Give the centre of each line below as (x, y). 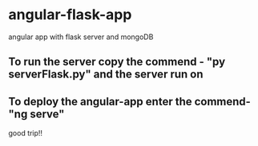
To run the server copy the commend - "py (117, 62)
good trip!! (25, 133)
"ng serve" (36, 114)
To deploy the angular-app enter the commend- (129, 101)
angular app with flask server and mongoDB (81, 37)
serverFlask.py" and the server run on (106, 75)
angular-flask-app (70, 15)
